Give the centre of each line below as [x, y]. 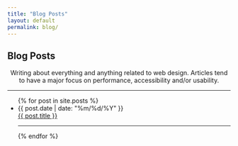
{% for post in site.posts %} [58, 101]
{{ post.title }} [38, 116]
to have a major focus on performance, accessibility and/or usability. [119, 80]
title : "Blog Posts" [38, 14]
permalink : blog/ [33, 27]
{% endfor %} [38, 136]
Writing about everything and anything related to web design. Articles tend [119, 73]
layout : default [31, 21]
